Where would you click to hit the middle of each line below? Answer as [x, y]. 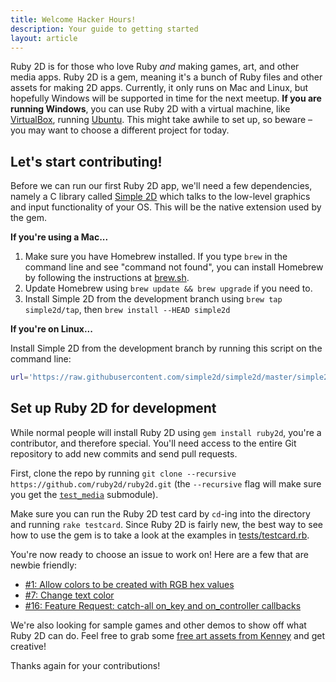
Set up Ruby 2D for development [113, 408]
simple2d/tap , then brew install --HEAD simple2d [127, 310]
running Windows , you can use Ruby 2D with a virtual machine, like [150, 109]
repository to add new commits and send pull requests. [124, 453]
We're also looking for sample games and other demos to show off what [158, 625]
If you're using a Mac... [59, 237]
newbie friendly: [44, 565]
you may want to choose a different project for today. [120, 130]
